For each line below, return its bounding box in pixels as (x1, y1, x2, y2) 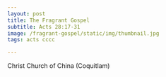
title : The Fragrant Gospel (7, 17, 90, 24)
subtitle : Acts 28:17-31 (7, 23, 81, 30)
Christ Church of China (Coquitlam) (7, 62, 110, 70)
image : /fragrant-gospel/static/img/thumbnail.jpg (7, 29, 160, 37)
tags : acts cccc (7, 36, 55, 43)
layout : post (7, 10, 46, 17)
